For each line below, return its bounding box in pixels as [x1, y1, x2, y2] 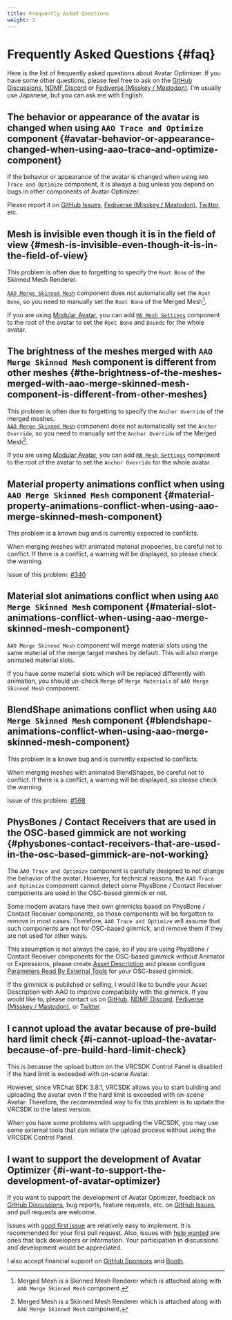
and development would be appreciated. [7, 1243, 122, 1252]
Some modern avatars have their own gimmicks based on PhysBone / [7, 903, 205, 911]
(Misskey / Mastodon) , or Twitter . [7, 1003, 101, 1011]
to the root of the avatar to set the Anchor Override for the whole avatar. [7, 458, 211, 466]
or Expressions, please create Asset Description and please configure [7, 960, 206, 968]
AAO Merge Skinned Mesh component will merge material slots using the [7, 641, 209, 650]
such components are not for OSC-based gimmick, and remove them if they [7, 924, 223, 933]
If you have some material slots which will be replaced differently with [7, 669, 206, 677]
